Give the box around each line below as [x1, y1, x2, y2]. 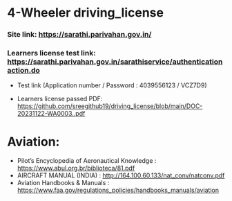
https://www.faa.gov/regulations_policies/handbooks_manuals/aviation [17, 186, 220, 195]
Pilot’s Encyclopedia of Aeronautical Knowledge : [17, 157, 157, 165]
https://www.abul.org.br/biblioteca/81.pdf [17, 164, 135, 173]
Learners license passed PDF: [17, 95, 103, 103]
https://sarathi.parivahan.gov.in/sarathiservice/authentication [7, 57, 223, 67]
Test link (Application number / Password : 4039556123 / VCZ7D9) [17, 81, 207, 89]
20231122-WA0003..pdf [17, 110, 86, 118]
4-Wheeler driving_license [7, 5, 164, 21]
